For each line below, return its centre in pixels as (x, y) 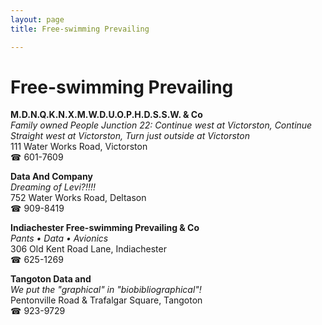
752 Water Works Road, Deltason (78, 198)
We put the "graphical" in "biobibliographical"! (106, 290)
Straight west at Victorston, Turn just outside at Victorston (130, 136)
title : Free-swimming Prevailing (80, 29)
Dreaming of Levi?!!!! (53, 187)
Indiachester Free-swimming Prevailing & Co (105, 228)
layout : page (37, 19)
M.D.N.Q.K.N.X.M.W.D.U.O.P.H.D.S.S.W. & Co (106, 115)
